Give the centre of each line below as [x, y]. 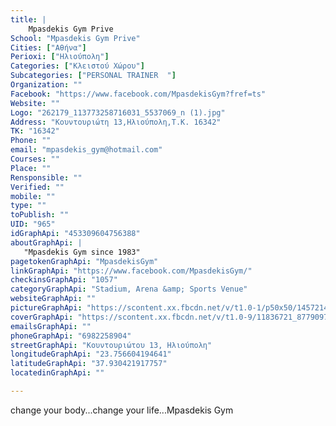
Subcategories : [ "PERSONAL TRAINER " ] [93, 76]
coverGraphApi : [42, 317]
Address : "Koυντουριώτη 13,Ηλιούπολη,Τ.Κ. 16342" [116, 122]
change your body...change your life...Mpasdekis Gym [122, 410]
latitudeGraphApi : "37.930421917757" [89, 364]
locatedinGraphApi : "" [57, 373]
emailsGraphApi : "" [51, 326]
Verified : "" [37, 187]
